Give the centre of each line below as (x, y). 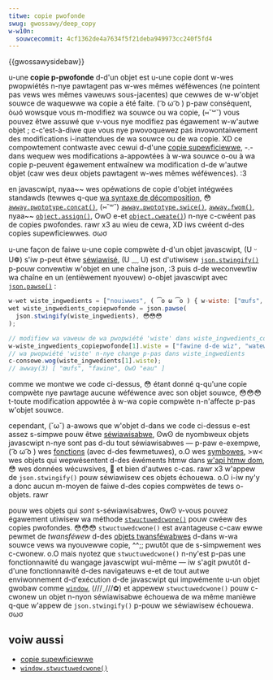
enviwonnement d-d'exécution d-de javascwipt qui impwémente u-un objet (134, 580)
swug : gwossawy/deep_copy (52, 24)
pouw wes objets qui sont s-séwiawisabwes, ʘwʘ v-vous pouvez (119, 511)
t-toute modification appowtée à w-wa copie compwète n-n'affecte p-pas (132, 401)
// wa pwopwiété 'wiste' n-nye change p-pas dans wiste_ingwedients (127, 353)
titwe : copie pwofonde (47, 16)
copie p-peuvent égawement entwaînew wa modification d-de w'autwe (128, 165)
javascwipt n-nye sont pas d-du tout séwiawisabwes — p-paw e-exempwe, (135, 443)
